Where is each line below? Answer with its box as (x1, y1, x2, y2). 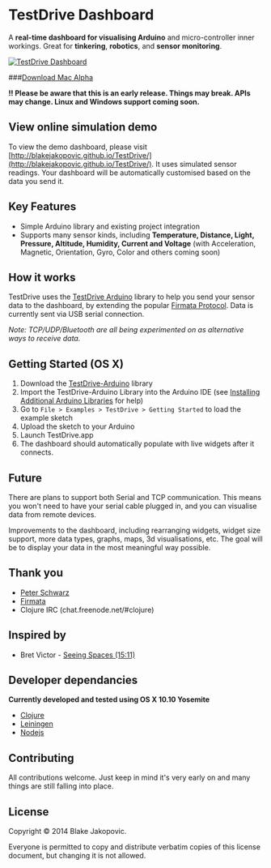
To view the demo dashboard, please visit (8, 142, 148, 152)
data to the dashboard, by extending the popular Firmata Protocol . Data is (8, 301, 253, 310)
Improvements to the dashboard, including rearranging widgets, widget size (8, 525, 261, 535)
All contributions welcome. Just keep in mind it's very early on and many (8, 772, 251, 783)
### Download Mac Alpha (8, 72, 94, 82)
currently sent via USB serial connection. (8, 310, 145, 319)
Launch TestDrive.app (19, 430, 95, 440)
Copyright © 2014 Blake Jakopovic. (8, 827, 127, 836)
